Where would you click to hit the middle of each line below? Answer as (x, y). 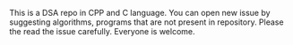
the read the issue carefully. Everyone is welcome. (102, 31)
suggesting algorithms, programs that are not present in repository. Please (146, 22)
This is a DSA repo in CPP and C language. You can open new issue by (140, 13)
